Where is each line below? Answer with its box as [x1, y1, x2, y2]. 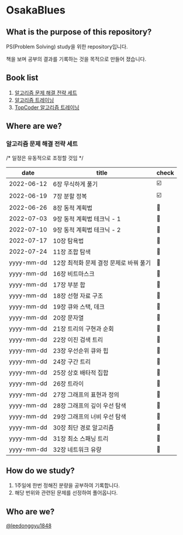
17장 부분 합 [53, 281, 86, 289]
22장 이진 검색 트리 [53, 335, 103, 343]
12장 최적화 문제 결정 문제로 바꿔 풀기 [53, 258, 151, 267]
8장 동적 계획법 [53, 203, 92, 212]
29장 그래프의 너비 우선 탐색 [53, 413, 127, 421]
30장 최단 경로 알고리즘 [53, 423, 114, 431]
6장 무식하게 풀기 [53, 180, 98, 188]
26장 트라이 [53, 379, 84, 387]
